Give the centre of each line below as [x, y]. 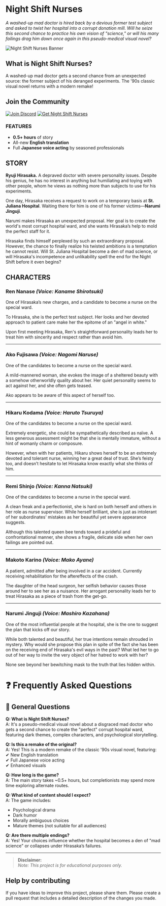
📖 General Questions [38, 707]
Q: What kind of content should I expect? [48, 795]
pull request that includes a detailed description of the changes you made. [81, 898]
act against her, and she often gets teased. [49, 385]
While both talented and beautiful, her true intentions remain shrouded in [79, 639]
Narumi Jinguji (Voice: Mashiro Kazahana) [58, 614]
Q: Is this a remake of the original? [41, 744]
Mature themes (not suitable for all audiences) [60, 825]
